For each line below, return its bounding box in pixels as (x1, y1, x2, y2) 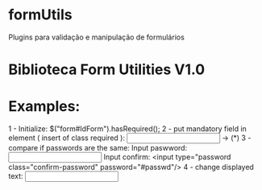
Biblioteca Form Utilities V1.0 (8, 60, 206, 79)
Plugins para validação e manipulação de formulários (8, 32, 185, 42)
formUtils (8, 6, 73, 24)
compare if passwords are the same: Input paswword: (8, 143, 188, 153)
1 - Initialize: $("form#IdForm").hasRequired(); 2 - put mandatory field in (8, 124, 247, 134)
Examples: (8, 97, 81, 116)
